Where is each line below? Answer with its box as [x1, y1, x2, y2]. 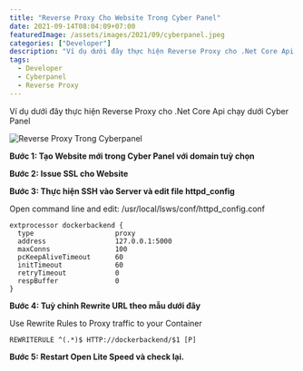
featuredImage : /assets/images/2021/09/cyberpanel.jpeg [9, 30, 225, 39]
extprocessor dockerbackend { [9, 220, 124, 229]
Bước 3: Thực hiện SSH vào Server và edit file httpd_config [9, 185, 236, 196]
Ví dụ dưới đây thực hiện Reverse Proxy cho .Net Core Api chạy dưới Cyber [9, 105, 289, 116]
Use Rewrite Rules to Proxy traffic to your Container [9, 317, 202, 328]
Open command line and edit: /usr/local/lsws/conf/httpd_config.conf [9, 203, 266, 214]
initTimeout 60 [17, 260, 124, 269]
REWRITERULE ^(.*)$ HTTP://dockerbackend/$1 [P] [9, 335, 197, 345]
